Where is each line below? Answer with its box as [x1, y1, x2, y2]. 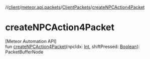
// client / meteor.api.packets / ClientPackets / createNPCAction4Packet [5, 4, 145, 10]
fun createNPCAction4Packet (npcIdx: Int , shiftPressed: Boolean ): [5, 43, 140, 49]
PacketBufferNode [5, 48, 44, 54]
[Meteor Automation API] [5, 38, 57, 44]
